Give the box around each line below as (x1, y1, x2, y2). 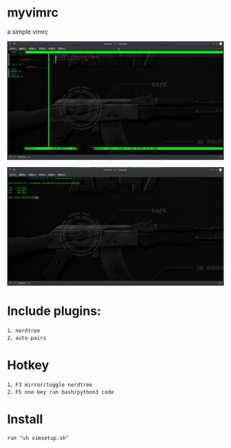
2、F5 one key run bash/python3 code (7, 388, 115, 396)
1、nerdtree (7, 327, 41, 334)
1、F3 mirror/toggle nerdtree (7, 381, 93, 388)
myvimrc (7, 5, 59, 21)
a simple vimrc (7, 27, 49, 36)
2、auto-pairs (7, 335, 47, 341)
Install (7, 411, 43, 427)
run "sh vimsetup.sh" (7, 435, 69, 442)
